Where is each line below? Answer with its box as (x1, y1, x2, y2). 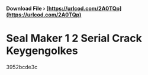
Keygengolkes (6, 44, 78, 57)
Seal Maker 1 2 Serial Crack (6, 32, 142, 45)
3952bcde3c (6, 63, 38, 70)
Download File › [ (6, 5, 49, 12)
